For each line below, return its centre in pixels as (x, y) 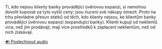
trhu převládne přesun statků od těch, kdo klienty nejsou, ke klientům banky (81, 17)
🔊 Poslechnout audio (27, 42)
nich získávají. (19, 32)
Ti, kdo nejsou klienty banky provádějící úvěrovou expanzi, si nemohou (76, 7)
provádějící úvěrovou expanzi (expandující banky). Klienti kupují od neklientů (81, 22)
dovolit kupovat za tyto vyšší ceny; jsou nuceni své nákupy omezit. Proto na (81, 12)
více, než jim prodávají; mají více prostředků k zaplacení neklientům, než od (80, 27)
